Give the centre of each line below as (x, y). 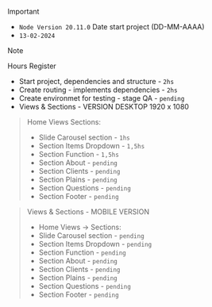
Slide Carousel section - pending (91, 236)
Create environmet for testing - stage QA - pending (102, 98)
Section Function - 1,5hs (79, 154)
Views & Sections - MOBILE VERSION (88, 212)
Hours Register (32, 66)
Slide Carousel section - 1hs (84, 137)
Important (23, 12)
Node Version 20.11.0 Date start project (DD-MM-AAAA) (112, 27)
